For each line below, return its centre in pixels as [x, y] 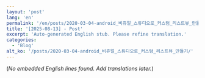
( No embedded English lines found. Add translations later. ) [80, 68]
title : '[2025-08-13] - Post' [45, 29]
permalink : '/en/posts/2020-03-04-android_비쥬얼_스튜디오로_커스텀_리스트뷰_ [99, 23]
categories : [21, 40]
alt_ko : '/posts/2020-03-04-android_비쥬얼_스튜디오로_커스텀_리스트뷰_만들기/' [100, 51]
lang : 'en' [20, 18]
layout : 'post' [26, 12]
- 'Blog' [23, 46]
